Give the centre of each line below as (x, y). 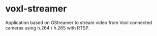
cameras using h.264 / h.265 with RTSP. (48, 27)
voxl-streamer (36, 9)
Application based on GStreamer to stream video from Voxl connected (79, 22)
